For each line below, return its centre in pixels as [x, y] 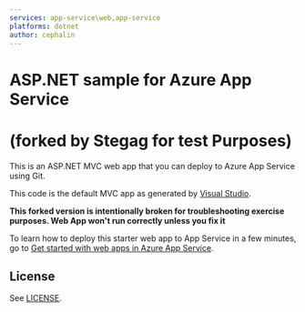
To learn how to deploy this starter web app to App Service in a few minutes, [153, 238]
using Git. [27, 176]
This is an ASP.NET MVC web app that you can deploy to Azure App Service [152, 166]
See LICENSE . [36, 298]
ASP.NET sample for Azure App [131, 80]
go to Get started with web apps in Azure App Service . [112, 247]
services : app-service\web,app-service [85, 18]
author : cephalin [42, 35]
